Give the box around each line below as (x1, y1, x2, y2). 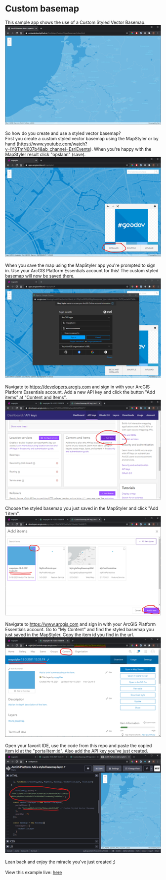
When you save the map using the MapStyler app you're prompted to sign (5, 262, 156, 268)
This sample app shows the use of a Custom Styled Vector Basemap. (5, 19, 146, 25)
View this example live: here (5, 870, 62, 876)
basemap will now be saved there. (5, 273, 75, 279)
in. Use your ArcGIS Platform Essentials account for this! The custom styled (5, 267, 159, 273)
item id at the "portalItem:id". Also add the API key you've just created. (5, 748, 148, 754)
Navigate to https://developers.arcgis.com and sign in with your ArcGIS (5, 384, 150, 390)
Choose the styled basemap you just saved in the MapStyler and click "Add (5, 505, 159, 511)
